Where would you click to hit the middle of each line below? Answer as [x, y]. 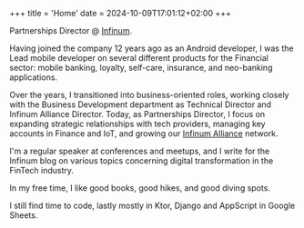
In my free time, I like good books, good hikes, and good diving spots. [140, 188]
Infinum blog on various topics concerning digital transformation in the [142, 161]
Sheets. [24, 215]
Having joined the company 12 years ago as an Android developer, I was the [152, 48]
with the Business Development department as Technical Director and [140, 104]
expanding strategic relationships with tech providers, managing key [137, 124]
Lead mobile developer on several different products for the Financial [139, 58]
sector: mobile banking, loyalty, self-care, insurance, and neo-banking [141, 68]
